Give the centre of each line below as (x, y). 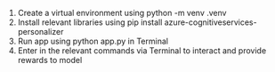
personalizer (40, 32)
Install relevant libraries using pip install (90, 22)
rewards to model (50, 60)
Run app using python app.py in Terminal (93, 41)
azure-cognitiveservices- (210, 22)
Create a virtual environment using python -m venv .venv (122, 13)
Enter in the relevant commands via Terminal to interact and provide (142, 51)
